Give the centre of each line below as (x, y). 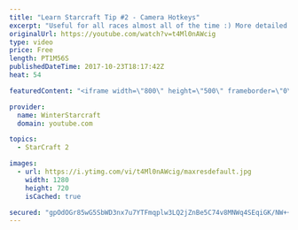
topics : (24, 139)
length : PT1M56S (39, 58)
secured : (25, 212)
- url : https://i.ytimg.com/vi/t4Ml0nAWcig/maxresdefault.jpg (134, 172)
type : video (31, 42)
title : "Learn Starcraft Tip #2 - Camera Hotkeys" (105, 17)
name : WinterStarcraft (59, 115)
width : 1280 (47, 180)
